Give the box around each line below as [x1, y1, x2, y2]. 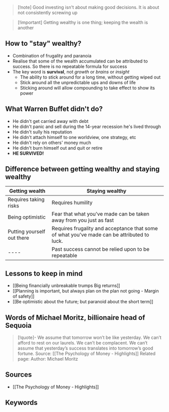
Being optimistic [8, 214, 46, 221]
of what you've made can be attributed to [51, 231, 149, 238]
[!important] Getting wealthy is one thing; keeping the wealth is [17, 20, 148, 25]
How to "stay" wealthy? [5, 39, 81, 48]
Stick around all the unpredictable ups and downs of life [20, 79, 136, 85]
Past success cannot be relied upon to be [51, 246, 150, 253]
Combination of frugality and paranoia [12, 52, 92, 58]
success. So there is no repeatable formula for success [12, 63, 127, 70]
